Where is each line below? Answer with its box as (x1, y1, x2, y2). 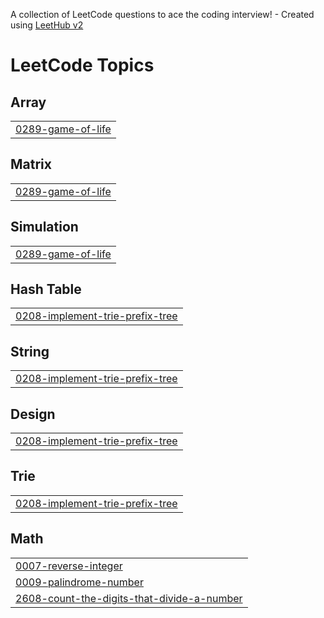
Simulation (10, 219, 79, 236)
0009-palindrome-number (15, 575, 144, 589)
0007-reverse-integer (15, 559, 123, 573)
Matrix (10, 156, 52, 173)
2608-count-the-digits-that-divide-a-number (15, 591, 243, 605)
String (10, 343, 50, 360)
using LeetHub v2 (10, 19, 84, 31)
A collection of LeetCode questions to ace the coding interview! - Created (10, 9, 315, 20)
